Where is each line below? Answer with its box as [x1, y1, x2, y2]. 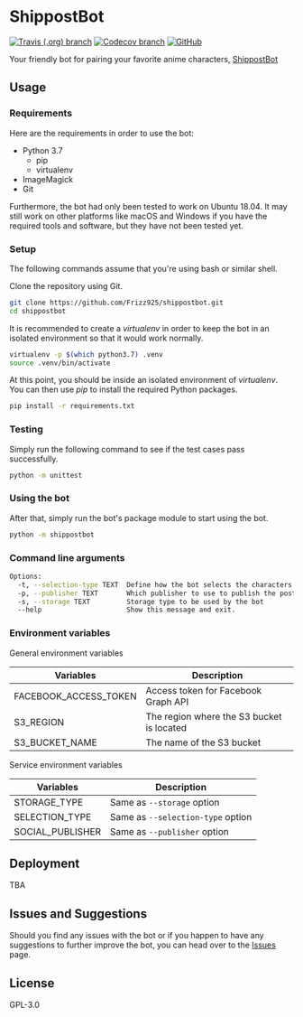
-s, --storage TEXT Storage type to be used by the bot [17, 597, 264, 606]
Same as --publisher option [109, 825, 229, 837]
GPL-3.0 [9, 1000, 41, 1011]
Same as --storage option [109, 796, 220, 808]
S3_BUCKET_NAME [14, 736, 97, 749]
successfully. [9, 453, 59, 464]
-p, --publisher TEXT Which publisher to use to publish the [17, 589, 277, 598]
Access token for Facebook [145, 684, 262, 696]
